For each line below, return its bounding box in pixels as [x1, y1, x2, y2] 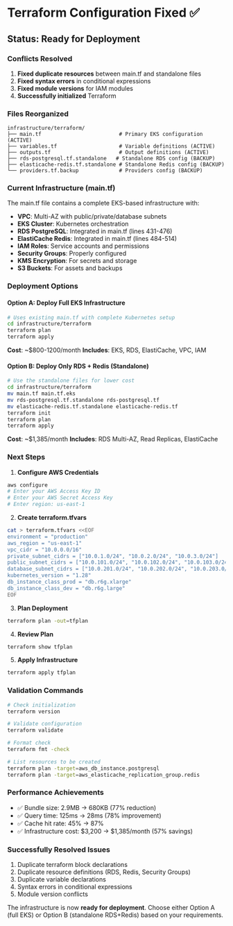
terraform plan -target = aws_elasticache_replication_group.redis [7, 771, 200, 778]
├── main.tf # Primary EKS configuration [7, 131, 203, 138]
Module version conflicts [17, 890, 89, 898]
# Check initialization [7, 701, 76, 709]
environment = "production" [7, 533, 89, 540]
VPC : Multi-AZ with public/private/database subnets [17, 212, 167, 221]
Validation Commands [7, 686, 84, 696]
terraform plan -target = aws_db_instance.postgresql [7, 765, 159, 772]
